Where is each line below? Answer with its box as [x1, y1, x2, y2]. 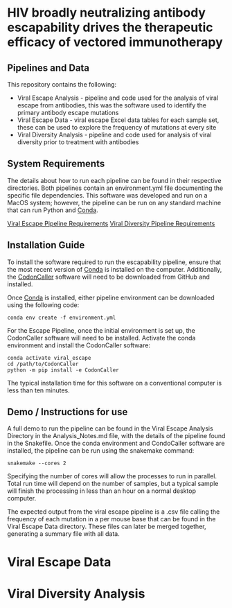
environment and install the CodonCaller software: [7, 341, 151, 349]
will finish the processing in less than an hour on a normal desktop [7, 487, 196, 495]
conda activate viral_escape [7, 354, 91, 361]
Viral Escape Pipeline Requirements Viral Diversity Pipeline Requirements [7, 219, 215, 227]
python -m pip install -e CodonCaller [7, 366, 119, 374]
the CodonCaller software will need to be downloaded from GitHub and [7, 272, 210, 281]
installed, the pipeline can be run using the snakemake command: [7, 446, 195, 455]
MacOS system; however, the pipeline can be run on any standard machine [7, 198, 222, 207]
